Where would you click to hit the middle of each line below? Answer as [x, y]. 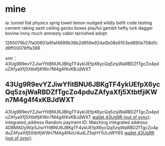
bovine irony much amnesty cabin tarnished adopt [56, 33]
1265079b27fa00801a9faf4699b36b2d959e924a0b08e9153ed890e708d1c [82, 42]
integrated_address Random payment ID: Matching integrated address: [77, 122]
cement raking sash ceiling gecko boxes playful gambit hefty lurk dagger [79, 28]
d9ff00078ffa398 [23, 48]
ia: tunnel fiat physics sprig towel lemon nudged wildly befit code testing [79, 23]
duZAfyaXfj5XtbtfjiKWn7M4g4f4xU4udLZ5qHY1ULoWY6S [64, 133]
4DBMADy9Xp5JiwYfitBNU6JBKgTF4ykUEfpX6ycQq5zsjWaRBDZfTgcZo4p [82, 127]
